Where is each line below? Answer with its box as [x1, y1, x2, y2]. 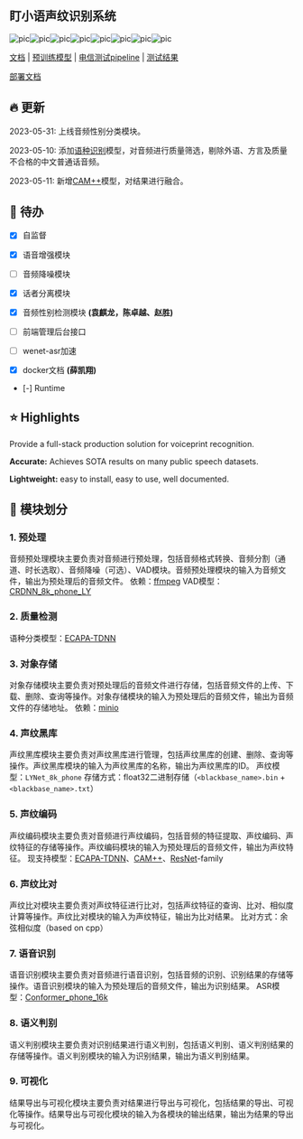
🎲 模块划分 [9, 502, 68, 518]
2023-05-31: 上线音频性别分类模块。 [9, 126, 146, 136]
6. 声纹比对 [9, 877, 58, 890]
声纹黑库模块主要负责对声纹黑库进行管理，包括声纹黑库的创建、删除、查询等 [9, 749, 294, 761]
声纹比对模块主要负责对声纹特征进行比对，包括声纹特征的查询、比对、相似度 [9, 900, 294, 910]
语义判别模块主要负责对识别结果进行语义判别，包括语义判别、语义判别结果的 [9, 1039, 294, 1050]
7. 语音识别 [9, 947, 56, 959]
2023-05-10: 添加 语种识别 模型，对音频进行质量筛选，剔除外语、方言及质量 [9, 145, 289, 155]
